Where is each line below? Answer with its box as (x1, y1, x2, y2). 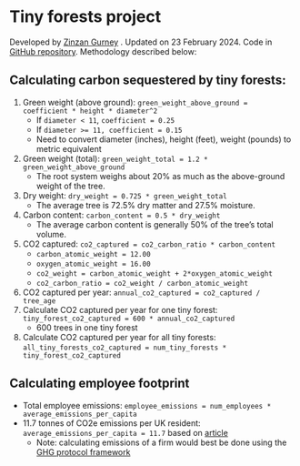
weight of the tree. (35, 180, 106, 191)
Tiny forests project (9, 6, 162, 27)
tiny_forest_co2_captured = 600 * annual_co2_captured (22, 314, 235, 323)
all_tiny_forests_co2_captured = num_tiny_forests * (22, 343, 227, 352)
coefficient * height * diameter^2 (22, 106, 158, 116)
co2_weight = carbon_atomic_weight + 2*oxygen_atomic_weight (35, 268, 273, 279)
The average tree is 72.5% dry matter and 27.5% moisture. (35, 199, 256, 210)
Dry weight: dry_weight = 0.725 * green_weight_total (22, 189, 227, 201)
